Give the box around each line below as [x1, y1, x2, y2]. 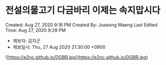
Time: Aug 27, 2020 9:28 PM [5, 27, 66, 33]
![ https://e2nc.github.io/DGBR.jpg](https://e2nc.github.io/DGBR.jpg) [5, 54, 149, 60]
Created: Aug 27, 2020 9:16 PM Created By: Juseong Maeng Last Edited [5, 21, 158, 28]
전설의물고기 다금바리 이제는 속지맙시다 [5, 5, 160, 16]
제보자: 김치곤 [12, 38, 41, 44]
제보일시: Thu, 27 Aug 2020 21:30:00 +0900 [12, 44, 106, 50]
